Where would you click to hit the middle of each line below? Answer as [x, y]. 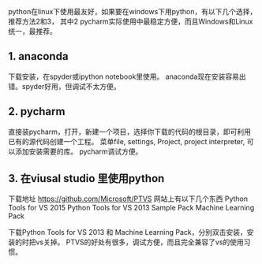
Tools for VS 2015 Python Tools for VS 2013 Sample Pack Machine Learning [131, 208]
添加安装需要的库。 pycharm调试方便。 [79, 151]
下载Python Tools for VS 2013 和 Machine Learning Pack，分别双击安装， [127, 232]
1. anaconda [38, 56]
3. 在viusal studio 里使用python [86, 178]
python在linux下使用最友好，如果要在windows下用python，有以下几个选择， [133, 11]
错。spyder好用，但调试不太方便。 [64, 86]
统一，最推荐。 [32, 31]
